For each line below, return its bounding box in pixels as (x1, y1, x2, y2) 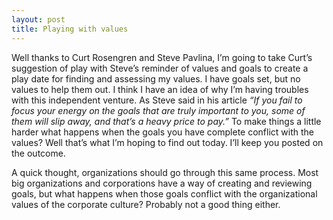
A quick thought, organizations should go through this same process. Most (11, 166, 319, 178)
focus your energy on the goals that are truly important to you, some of (11, 104, 306, 116)
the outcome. (11, 147, 66, 159)
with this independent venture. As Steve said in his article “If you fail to (11, 94, 303, 106)
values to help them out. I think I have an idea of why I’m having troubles (11, 83, 309, 95)
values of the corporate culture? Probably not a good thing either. (11, 198, 281, 210)
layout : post (11, 14, 66, 25)
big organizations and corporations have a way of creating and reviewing (11, 177, 313, 189)
